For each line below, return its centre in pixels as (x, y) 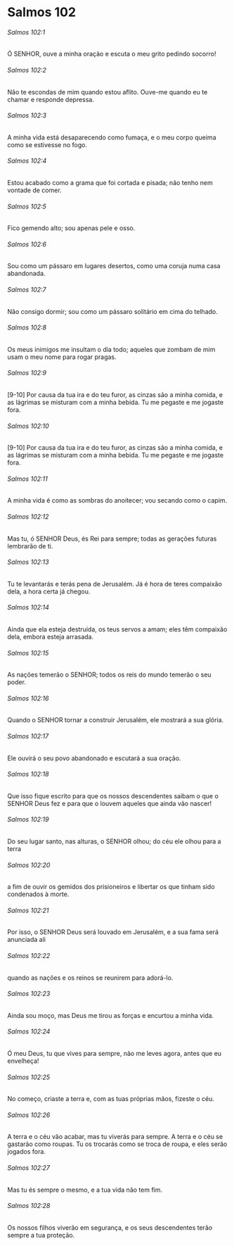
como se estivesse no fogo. (47, 144)
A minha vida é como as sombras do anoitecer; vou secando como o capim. (117, 501)
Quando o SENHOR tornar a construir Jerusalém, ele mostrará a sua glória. (116, 720)
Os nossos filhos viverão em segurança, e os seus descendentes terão (110, 1227)
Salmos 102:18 (28, 774)
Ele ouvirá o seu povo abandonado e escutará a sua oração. (94, 758)
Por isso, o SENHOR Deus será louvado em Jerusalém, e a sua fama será (113, 932)
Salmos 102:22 (29, 956)
